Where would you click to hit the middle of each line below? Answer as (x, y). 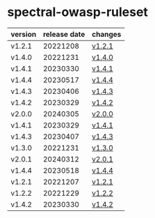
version (24, 34)
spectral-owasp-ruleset (77, 12)
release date (64, 34)
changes (106, 34)
